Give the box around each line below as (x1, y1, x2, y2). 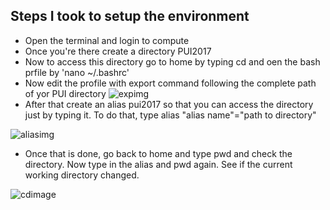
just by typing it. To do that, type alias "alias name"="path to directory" (24, 109, 317, 121)
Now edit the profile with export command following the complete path (24, 77, 317, 89)
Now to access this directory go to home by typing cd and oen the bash (24, 55, 321, 68)
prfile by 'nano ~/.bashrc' (24, 66, 130, 78)
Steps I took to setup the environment (10, 8, 250, 25)
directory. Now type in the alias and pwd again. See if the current (24, 158, 293, 170)
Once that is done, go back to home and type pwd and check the (24, 147, 293, 159)
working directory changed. (24, 169, 140, 181)
